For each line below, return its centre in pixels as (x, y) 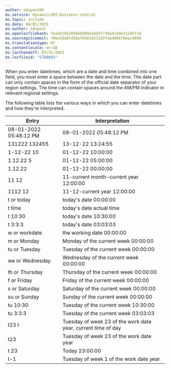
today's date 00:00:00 (89, 200)
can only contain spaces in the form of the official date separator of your (81, 82)
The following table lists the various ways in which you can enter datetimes (83, 103)
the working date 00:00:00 (94, 233)
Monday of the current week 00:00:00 (108, 241)
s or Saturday (24, 289)
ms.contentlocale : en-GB (31, 48)
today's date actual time (91, 208)
